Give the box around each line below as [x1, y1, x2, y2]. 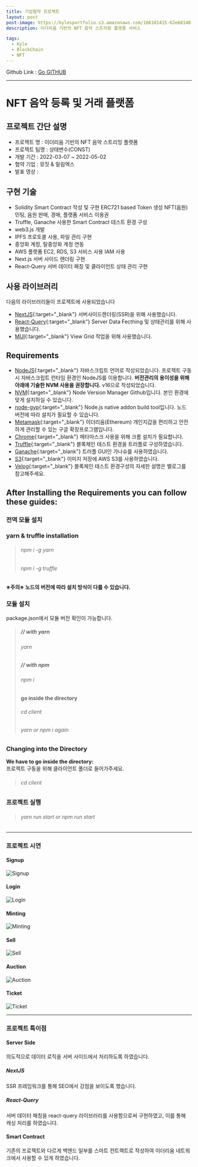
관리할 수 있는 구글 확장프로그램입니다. [25, 426, 114, 433]
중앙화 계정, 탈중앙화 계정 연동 [14, 240, 84, 248]
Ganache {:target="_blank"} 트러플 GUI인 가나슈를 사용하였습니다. [14, 448, 169, 455]
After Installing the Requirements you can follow [6, 487, 187, 497]
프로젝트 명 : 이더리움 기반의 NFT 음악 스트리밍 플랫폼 [14, 138, 138, 145]
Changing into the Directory [6, 745, 87, 753]
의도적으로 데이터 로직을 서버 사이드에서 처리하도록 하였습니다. [6, 1053, 150, 1060]
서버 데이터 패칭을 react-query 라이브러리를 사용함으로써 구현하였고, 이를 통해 [6, 1112, 186, 1119]
